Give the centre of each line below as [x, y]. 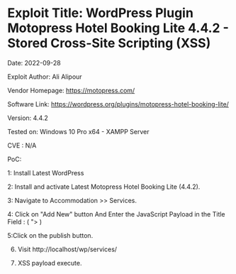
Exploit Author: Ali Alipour [45, 77]
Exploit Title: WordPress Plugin [100, 13]
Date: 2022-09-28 [34, 62]
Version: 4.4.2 [28, 118]
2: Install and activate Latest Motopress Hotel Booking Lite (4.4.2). [104, 187]
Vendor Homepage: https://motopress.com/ [71, 90]
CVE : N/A [22, 145]
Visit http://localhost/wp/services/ [67, 249]
